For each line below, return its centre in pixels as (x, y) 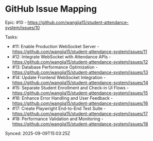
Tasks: (12, 37)
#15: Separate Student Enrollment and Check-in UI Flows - (70, 88)
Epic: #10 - (16, 22)
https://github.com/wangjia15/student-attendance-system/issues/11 (79, 52)
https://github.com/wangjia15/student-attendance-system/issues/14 (80, 82)
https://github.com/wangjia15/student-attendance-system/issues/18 (80, 124)
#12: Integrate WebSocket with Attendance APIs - (61, 56)
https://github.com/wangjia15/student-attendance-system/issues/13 (80, 72)
